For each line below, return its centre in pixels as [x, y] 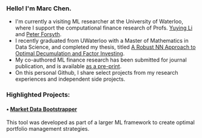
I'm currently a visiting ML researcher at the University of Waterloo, [99, 22]
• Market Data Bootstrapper [42, 109]
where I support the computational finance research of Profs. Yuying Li [104, 28]
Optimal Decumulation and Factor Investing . [70, 54]
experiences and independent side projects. [70, 79]
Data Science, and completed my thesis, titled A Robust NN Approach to [105, 47]
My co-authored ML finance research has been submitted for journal [101, 60]
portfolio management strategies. [48, 129]
